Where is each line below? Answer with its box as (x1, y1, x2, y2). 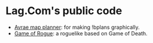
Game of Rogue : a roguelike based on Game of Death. (14, 29, 148, 37)
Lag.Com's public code (5, 4, 123, 18)
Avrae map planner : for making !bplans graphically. (14, 24, 140, 31)
